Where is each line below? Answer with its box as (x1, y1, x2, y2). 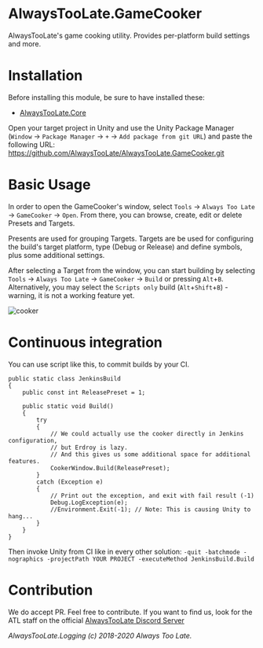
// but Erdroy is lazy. (49, 444, 128, 451)
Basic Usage (8, 176, 91, 193)
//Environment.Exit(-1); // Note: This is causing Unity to (49, 505, 251, 514)
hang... (8, 512, 34, 520)
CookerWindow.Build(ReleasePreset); (49, 464, 170, 472)
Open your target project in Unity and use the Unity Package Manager (8, 123, 235, 132)
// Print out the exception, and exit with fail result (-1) (49, 492, 255, 499)
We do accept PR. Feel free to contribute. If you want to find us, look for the (8, 607, 253, 617)
